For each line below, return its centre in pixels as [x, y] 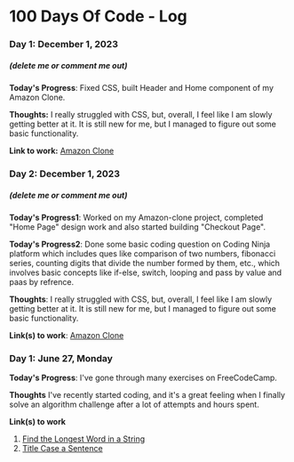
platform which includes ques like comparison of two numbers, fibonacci [143, 253]
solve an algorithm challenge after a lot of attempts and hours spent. [134, 405]
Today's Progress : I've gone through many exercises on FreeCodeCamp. [143, 378]
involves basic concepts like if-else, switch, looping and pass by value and [146, 272]
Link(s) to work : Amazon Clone [67, 335]
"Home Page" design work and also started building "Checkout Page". [138, 227]
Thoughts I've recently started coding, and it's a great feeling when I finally [147, 395]
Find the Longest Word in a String [83, 439]
